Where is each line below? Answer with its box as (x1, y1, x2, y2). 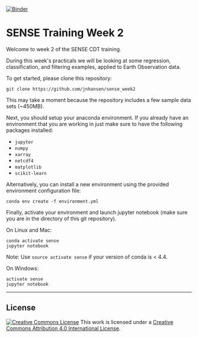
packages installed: (6, 127, 54, 134)
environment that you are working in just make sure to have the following (6, 120, 183, 127)
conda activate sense (6, 237, 60, 244)
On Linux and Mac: (6, 226, 52, 233)
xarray (14, 151, 31, 157)
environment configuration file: (6, 187, 81, 194)
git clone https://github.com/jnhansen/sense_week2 (6, 86, 136, 92)
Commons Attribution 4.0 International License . (6, 325, 121, 332)
